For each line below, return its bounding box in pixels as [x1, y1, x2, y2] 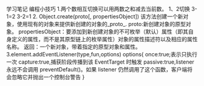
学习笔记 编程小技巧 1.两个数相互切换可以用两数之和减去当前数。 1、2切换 [6, 5, 190, 12]
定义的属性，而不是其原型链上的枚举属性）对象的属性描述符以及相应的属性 [11, 36, 198, 42]
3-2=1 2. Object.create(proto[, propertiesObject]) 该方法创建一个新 [16, 13, 183, 20]
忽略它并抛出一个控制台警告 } [11, 73, 85, 81]
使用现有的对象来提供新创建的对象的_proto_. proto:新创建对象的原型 [16, 21, 186, 27]
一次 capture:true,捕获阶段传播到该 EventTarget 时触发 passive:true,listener [6, 58, 194, 65]
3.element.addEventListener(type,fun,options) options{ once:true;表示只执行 [6, 51, 198, 58]
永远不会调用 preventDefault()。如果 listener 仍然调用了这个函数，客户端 [6, 66, 188, 73]
